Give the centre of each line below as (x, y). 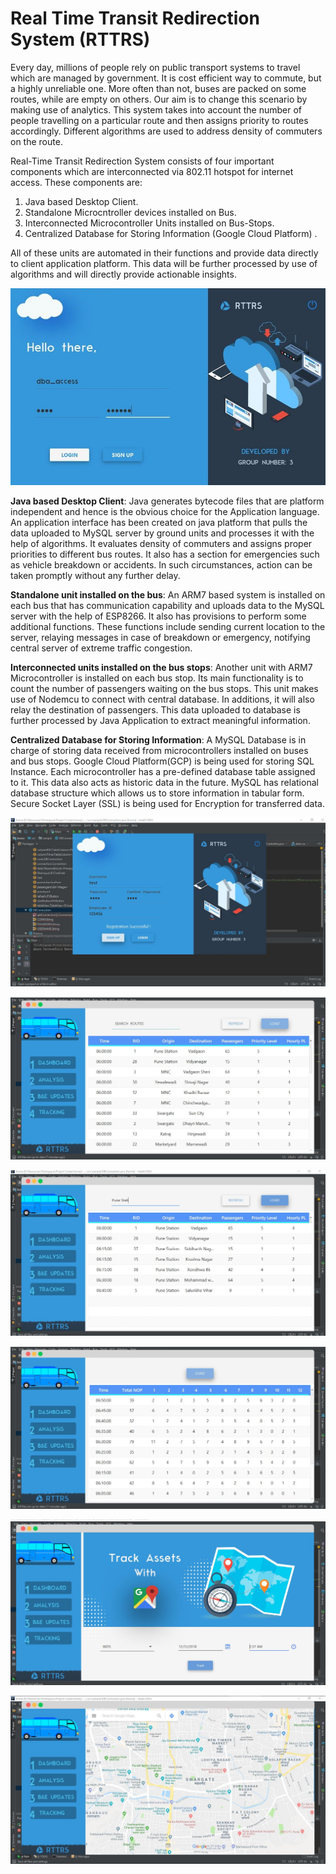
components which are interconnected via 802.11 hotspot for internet (152, 171)
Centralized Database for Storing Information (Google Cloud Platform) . (171, 233)
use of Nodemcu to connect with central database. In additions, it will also (162, 699)
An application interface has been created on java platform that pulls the (159, 522)
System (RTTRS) (80, 39)
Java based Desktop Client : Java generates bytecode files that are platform (167, 501)
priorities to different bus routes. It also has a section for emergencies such (165, 554)
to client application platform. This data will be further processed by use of (164, 263)
